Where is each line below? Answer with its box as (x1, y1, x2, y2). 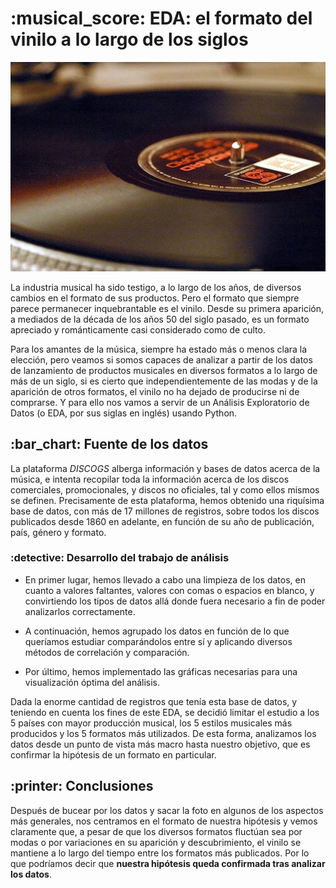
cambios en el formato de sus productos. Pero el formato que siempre (10, 292, 300, 304)
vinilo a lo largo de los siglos (10, 28, 249, 51)
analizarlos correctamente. (24, 605, 136, 617)
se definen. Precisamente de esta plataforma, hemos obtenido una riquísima (10, 494, 325, 506)
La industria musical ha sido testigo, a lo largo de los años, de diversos (10, 281, 302, 293)
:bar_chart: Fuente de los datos (10, 436, 209, 453)
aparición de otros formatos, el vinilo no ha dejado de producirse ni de (10, 385, 300, 397)
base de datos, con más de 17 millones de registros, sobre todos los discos (10, 505, 320, 517)
